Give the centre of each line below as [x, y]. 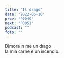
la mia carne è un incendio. [32, 51]
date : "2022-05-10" [25, 14]
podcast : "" [17, 28]
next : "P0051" [20, 23]
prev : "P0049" [20, 19]
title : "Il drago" [24, 10]
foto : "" [14, 32]
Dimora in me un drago [28, 46]
